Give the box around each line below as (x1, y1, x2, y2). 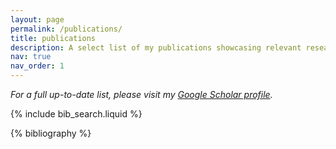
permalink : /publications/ (10, 24, 123, 34)
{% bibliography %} (10, 127, 92, 139)
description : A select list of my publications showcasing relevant (10, 42, 302, 53)
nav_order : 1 (10, 61, 65, 71)
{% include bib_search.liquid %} (10, 108, 143, 120)
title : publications (10, 33, 97, 43)
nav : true (10, 52, 52, 62)
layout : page (10, 14, 65, 25)
